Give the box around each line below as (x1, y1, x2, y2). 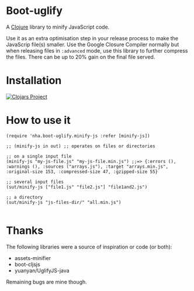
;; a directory (6, 194, 43, 200)
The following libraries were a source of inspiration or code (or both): (6, 243, 172, 250)
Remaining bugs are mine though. (6, 278, 88, 285)
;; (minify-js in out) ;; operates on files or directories (6, 143, 156, 149)
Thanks (6, 224, 44, 237)
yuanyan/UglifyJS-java (14, 267, 70, 274)
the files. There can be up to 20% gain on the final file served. (6, 53, 155, 60)
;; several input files (6, 179, 64, 185)
